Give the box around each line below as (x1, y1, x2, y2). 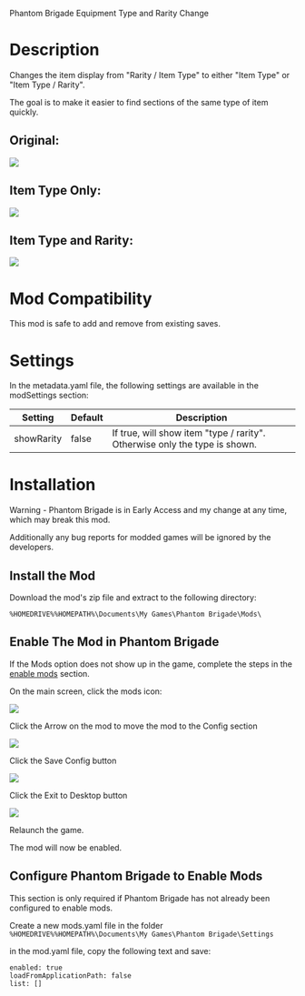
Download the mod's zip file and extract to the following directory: (9, 592, 257, 603)
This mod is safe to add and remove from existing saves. (9, 318, 221, 329)
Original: (9, 133, 60, 148)
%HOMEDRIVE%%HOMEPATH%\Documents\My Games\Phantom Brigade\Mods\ (9, 609, 261, 619)
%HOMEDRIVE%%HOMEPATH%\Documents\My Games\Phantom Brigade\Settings (9, 930, 274, 939)
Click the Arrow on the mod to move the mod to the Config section (9, 720, 258, 731)
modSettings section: (9, 390, 89, 401)
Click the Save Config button (9, 755, 117, 766)
